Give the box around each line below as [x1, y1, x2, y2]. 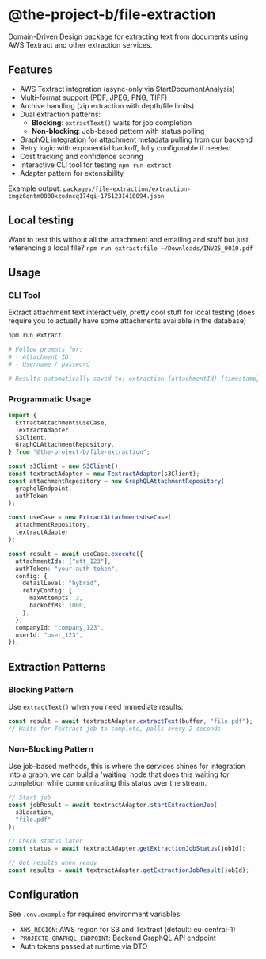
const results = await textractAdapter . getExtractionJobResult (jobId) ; [8, 866, 249, 874]
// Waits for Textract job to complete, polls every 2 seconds [8, 725, 222, 733]
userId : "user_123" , [15, 631, 83, 639]
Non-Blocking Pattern [8, 743, 93, 754]
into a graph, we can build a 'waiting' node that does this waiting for [8, 770, 230, 779]
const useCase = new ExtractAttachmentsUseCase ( [8, 513, 172, 522]
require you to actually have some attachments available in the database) [8, 316, 247, 325]
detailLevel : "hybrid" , [22, 580, 101, 588]
